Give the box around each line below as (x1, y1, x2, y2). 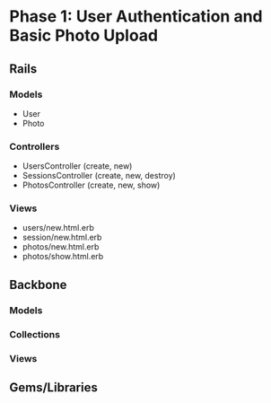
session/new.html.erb (22, 232, 102, 243)
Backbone (9, 276, 67, 293)
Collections (9, 328, 61, 340)
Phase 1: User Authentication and (9, 6, 263, 27)
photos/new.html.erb (22, 241, 100, 252)
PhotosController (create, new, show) (22, 180, 161, 190)
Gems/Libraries (9, 380, 99, 396)
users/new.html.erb (22, 223, 94, 233)
